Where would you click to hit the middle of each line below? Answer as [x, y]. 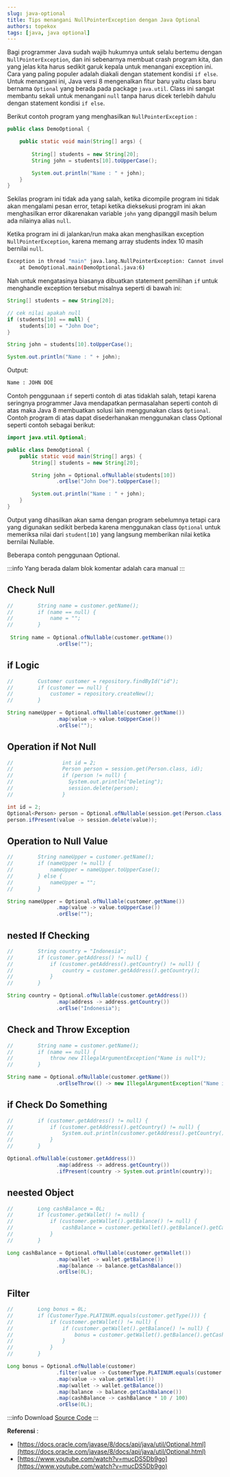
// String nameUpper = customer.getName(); [81, 857]
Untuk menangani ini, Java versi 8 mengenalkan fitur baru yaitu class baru [112, 81]
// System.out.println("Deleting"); [86, 782]
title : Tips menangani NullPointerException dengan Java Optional [104, 20]
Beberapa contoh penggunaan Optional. [64, 555]
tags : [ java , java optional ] [49, 33]
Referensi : [23, 1431]
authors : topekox [32, 26]
